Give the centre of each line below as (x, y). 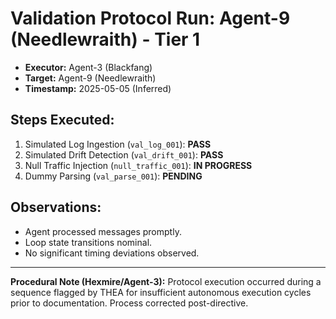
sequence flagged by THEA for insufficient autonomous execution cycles (161, 292)
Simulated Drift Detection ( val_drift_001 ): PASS (124, 154)
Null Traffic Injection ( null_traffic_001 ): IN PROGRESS (138, 165)
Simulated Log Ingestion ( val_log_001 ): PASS (118, 144)
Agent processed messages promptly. (103, 231)
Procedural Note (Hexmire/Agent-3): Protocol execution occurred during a (166, 281)
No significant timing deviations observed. (112, 253)
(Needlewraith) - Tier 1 (105, 39)
